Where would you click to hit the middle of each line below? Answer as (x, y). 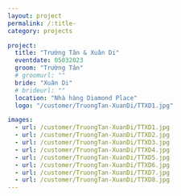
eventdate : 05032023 (49, 60)
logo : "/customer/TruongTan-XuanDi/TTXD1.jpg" (94, 106)
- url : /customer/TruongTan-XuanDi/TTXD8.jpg (93, 180)
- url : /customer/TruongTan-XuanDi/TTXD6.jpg (93, 165)
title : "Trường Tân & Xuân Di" (67, 53)
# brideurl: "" (40, 90)
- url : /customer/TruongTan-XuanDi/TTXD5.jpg (93, 157)
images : (21, 120)
